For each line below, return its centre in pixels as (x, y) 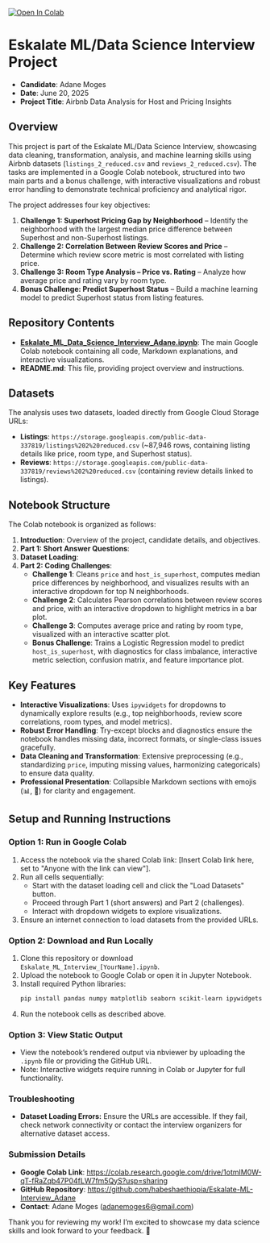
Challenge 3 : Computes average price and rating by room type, (137, 626)
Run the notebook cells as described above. (93, 1014)
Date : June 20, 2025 (54, 93)
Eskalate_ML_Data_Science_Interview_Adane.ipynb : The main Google (139, 342)
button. (44, 894)
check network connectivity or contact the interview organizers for (131, 1125)
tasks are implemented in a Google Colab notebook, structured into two (127, 172)
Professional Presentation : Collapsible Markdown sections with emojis (138, 782)
